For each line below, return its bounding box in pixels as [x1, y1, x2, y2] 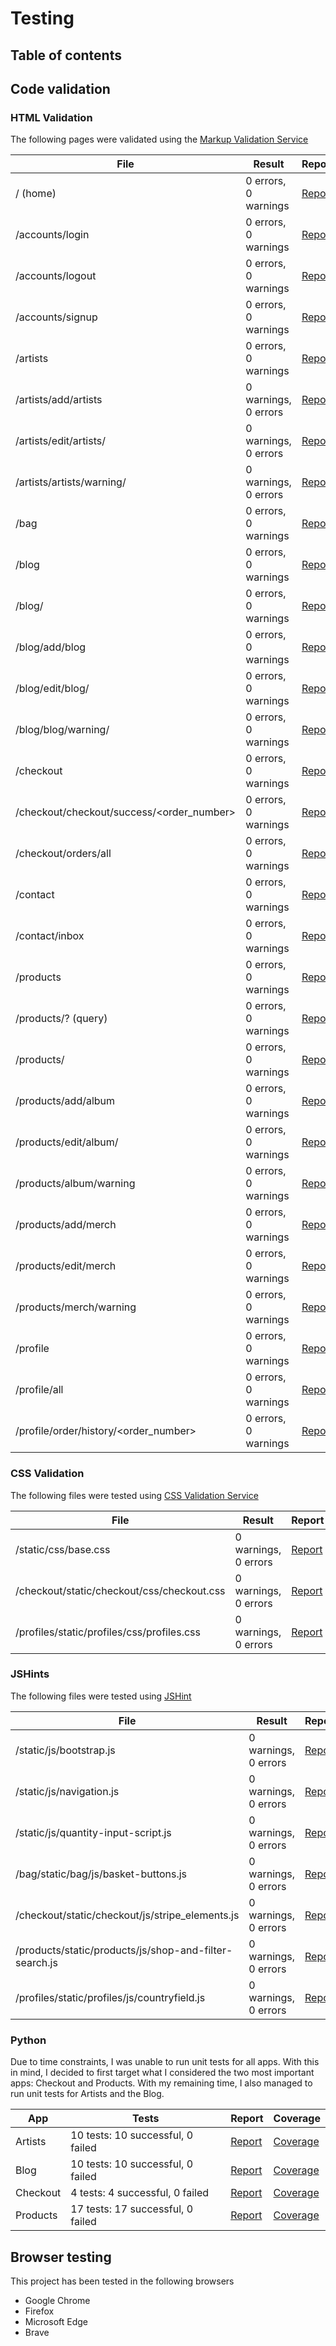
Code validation [10, 80, 111, 97]
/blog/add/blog [15, 640, 87, 654]
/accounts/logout [15, 269, 97, 283]
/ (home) [15, 187, 57, 201]
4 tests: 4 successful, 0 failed [70, 2186, 210, 2200]
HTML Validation [10, 110, 93, 124]
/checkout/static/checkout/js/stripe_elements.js [15, 1908, 240, 1922]
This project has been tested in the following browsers [10, 2275, 235, 2287]
